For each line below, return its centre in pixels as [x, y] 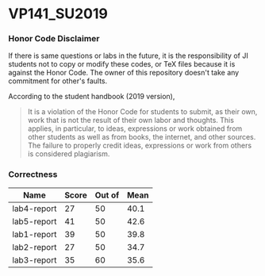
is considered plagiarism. [69, 154]
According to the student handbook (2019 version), [92, 97]
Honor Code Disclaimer [54, 39]
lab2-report [35, 247]
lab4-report [35, 209]
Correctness [33, 174]
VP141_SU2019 [58, 14]
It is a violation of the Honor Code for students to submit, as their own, [142, 112]
